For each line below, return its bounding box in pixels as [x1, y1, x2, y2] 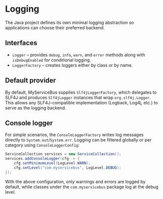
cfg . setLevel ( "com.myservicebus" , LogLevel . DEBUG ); [14, 165, 121, 170]
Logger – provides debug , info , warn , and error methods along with [12, 52, 145, 58]
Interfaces [5, 39, 38, 47]
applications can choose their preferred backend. [5, 24, 105, 30]
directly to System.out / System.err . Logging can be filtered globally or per [5, 137, 152, 143]
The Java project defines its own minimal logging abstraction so [5, 20, 134, 25]
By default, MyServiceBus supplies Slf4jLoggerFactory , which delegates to [5, 89, 157, 95]
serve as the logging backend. [5, 105, 67, 111]
